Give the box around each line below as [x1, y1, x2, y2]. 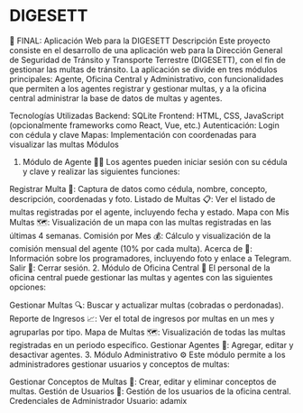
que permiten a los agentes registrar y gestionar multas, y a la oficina [9, 83, 267, 94]
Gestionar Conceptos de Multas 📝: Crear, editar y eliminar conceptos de [9, 376, 277, 387]
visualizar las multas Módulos [9, 139, 119, 150]
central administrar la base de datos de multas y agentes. [9, 92, 223, 104]
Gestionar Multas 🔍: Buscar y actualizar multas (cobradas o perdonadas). [9, 299, 284, 310]
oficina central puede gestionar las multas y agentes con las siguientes [9, 271, 273, 282]
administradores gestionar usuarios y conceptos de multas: [9, 358, 230, 370]
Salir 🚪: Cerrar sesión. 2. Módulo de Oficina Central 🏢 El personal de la [9, 262, 271, 273]
